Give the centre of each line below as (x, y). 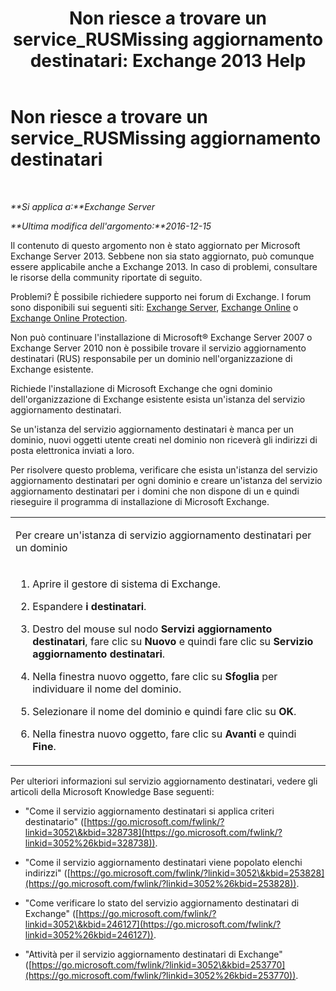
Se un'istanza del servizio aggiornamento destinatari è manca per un (152, 429)
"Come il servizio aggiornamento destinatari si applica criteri (149, 811)
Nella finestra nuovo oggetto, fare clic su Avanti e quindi (164, 734)
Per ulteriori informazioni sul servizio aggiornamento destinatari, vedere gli (164, 781)
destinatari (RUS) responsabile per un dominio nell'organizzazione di (151, 358)
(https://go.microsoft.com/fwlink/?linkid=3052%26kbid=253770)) (160, 975)
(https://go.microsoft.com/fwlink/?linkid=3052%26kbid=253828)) (160, 883)
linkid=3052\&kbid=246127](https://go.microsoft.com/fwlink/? (153, 924)
